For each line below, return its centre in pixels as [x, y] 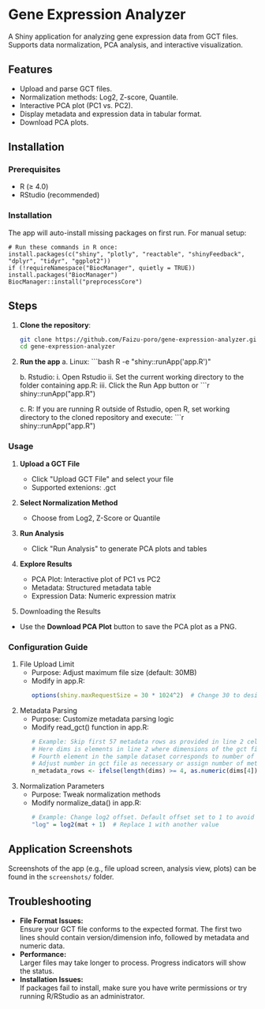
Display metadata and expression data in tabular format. [111, 114]
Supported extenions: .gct [74, 487]
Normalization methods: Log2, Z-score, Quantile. [99, 97]
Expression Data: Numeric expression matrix [103, 596]
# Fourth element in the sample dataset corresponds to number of [143, 756]
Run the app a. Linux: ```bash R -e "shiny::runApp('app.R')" [115, 362]
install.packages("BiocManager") [63, 275]
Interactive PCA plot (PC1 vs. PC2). [76, 105]
